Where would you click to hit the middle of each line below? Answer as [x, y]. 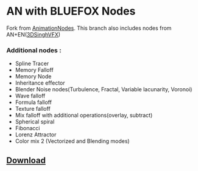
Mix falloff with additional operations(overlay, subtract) [84, 115]
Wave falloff [30, 96]
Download [26, 160]
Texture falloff [33, 109]
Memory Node [33, 77]
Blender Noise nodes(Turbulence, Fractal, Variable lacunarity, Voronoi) [104, 89]
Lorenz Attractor [36, 134]
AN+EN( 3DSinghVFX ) [34, 34]
